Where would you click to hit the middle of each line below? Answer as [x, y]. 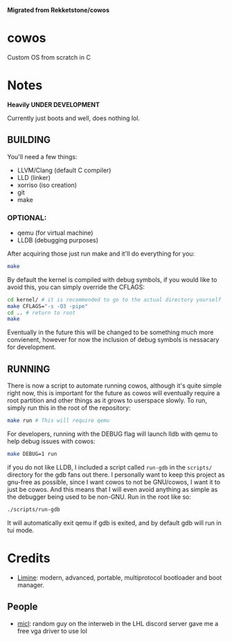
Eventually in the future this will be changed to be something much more [110, 332]
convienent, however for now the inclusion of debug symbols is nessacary [113, 340]
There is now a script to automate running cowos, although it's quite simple [115, 386]
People [23, 607]
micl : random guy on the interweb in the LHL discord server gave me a [118, 623]
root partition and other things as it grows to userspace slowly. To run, [107, 401]
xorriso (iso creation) [47, 185]
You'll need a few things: [42, 156]
